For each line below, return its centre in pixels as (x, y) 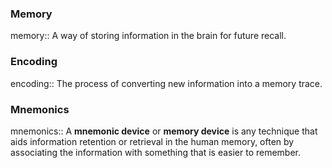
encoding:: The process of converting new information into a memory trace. (166, 83)
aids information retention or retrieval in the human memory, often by (152, 141)
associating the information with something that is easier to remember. (156, 152)
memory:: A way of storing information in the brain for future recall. (148, 36)
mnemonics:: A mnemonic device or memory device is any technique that (164, 131)
